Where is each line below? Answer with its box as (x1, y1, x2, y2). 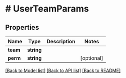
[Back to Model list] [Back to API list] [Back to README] (5, 67, 121, 73)
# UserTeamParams (5, 3, 89, 15)
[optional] (80, 55, 103, 61)
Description (46, 38, 76, 45)
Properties (5, 23, 39, 32)
